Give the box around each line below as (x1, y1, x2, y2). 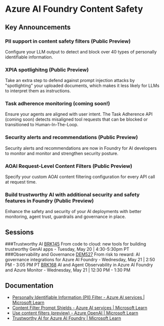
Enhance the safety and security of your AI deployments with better (5, 209, 142, 215)
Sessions (5, 228, 34, 236)
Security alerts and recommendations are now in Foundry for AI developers (5, 145, 157, 151)
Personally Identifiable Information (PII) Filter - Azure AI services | (12, 294, 145, 300)
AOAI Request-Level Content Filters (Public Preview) (5, 163, 133, 169)
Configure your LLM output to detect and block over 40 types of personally (5, 49, 157, 54)
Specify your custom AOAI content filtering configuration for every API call (5, 174, 155, 180)
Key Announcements (5, 23, 71, 31)
